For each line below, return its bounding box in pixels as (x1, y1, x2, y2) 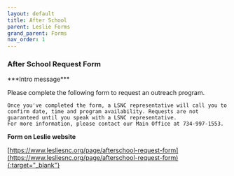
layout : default (7, 10, 55, 17)
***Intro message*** (7, 75, 70, 84)
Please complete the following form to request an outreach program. (7, 89, 205, 97)
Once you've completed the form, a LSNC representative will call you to (7, 102, 228, 109)
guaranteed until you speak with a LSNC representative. (7, 115, 177, 122)
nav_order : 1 (7, 36, 46, 43)
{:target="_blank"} (7, 161, 60, 170)
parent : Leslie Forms (7, 23, 71, 30)
